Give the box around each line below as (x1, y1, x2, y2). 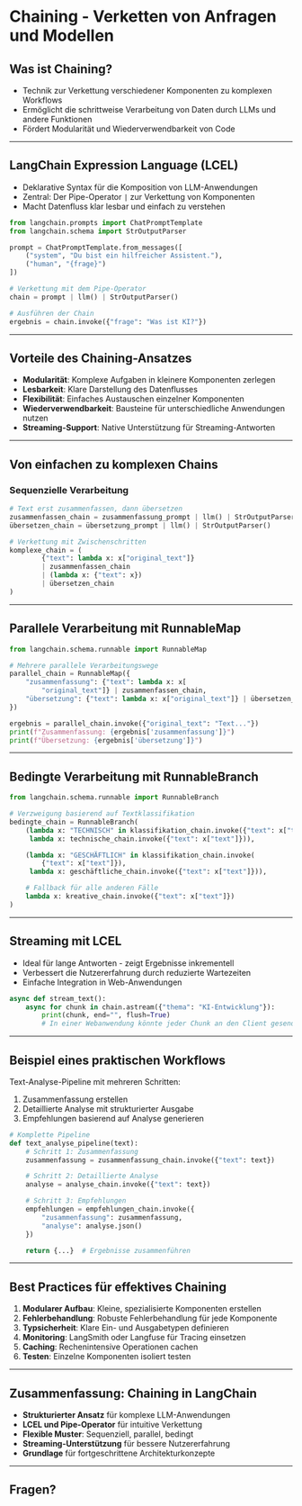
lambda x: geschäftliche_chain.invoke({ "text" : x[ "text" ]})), (29, 867, 268, 877)
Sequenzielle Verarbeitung (9, 483, 129, 496)
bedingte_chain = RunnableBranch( (9, 817, 139, 826)
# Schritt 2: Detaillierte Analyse (25, 1172, 159, 1181)
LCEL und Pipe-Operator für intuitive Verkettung (22, 1420, 203, 1430)
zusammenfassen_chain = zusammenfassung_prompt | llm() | (9, 512, 231, 521)
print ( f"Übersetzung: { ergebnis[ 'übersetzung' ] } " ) (9, 735, 203, 744)
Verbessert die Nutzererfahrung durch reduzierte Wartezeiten (22, 967, 252, 978)
